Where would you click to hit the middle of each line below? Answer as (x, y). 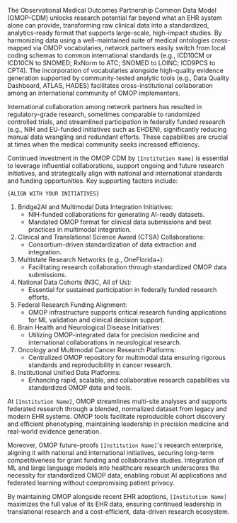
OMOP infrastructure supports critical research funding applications (127, 312)
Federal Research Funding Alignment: (72, 305)
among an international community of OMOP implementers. (94, 93)
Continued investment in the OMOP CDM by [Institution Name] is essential (118, 158)
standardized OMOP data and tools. (80, 388)
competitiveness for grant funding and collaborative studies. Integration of (116, 460)
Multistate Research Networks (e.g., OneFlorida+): (91, 259)
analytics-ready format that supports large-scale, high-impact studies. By (115, 33)
